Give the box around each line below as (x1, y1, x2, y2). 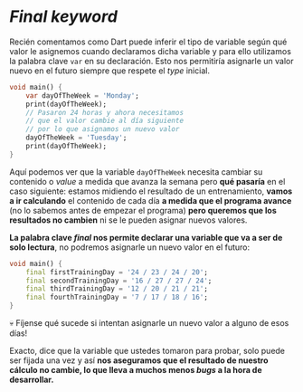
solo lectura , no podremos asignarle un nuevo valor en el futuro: (9, 242, 251, 253)
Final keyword (9, 6, 118, 27)
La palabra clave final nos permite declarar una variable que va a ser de (9, 232, 283, 243)
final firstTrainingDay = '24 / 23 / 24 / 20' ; (25, 267, 208, 277)
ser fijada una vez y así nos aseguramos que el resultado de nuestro (9, 355, 269, 366)
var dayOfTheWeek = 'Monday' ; (25, 91, 140, 100)
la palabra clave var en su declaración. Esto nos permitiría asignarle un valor (9, 55, 294, 66)
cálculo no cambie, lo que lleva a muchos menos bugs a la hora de (9, 365, 262, 376)
